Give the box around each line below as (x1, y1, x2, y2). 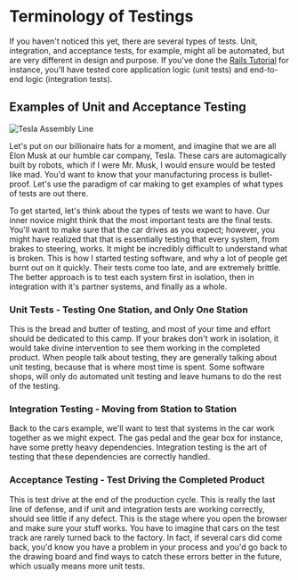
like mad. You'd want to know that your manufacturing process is (9, 169, 247, 179)
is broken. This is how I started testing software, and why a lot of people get (9, 253, 287, 263)
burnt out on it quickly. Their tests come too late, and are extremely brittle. (9, 261, 282, 273)
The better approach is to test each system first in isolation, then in (9, 271, 255, 282)
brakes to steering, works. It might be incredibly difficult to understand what (9, 243, 287, 253)
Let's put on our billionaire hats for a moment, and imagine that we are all (9, 140, 277, 151)
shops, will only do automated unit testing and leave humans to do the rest (9, 371, 282, 382)
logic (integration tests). (25, 73, 113, 84)
